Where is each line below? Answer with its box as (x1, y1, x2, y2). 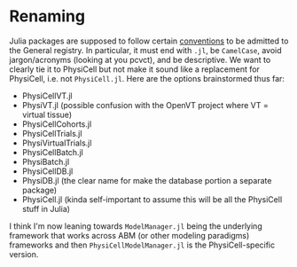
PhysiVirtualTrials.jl (21, 137, 92, 148)
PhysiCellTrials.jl (21, 128, 82, 138)
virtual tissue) (21, 109, 73, 120)
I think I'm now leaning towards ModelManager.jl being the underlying (9, 220, 263, 232)
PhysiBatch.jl (21, 156, 70, 167)
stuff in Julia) (21, 203, 71, 214)
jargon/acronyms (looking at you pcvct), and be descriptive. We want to (9, 54, 271, 65)
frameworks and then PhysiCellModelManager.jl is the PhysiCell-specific (9, 240, 276, 250)
